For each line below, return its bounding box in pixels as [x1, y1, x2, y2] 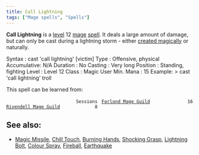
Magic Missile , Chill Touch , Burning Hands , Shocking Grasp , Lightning [14, 136, 188, 143]
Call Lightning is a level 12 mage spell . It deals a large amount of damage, [6, 31, 189, 38]
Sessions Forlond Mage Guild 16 [76, 98, 193, 105]
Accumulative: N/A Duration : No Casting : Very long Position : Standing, [6, 61, 184, 69]
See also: [6, 120, 42, 130]
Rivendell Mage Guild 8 [6, 104, 98, 110]
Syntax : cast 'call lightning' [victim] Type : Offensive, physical [6, 55, 160, 62]
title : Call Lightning [6, 8, 63, 15]
